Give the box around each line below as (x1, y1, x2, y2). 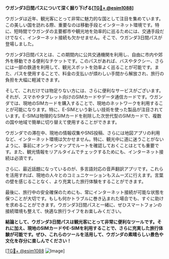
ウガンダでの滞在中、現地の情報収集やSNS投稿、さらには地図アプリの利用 (5, 130, 160, 136)
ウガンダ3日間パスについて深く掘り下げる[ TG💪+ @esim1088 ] (5, 5, 134, 11)
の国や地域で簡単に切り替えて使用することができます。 (5, 119, 120, 125)
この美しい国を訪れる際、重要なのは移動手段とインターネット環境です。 (5, 22, 155, 28)
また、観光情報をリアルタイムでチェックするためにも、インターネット (13, 149, 159, 154)
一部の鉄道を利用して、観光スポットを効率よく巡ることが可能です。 (14, 64, 155, 70)
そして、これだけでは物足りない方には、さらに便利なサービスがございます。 (5, 88, 164, 93)
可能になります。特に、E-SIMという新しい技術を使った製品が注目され (14, 107, 159, 113)
